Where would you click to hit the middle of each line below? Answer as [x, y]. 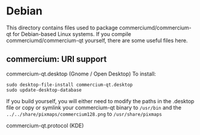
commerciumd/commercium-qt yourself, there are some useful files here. [97, 40]
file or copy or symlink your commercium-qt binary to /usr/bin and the [94, 107]
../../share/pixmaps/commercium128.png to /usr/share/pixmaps [84, 114]
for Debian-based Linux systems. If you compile [72, 34]
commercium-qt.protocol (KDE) [45, 125]
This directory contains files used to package [62, 28]
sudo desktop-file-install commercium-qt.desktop [70, 85]
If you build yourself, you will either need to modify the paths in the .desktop [100, 101]
